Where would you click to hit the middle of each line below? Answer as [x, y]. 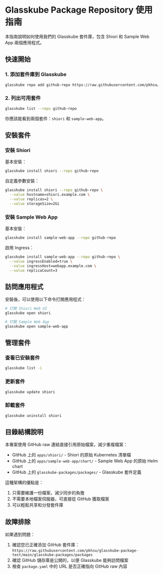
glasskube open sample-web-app [37, 326]
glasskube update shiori [30, 392]
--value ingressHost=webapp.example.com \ [53, 266]
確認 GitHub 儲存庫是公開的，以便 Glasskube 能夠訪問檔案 [70, 560]
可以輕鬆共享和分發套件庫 [38, 505]
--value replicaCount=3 [33, 270]
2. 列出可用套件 [23, 98]
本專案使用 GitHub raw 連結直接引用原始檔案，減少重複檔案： [66, 445]
